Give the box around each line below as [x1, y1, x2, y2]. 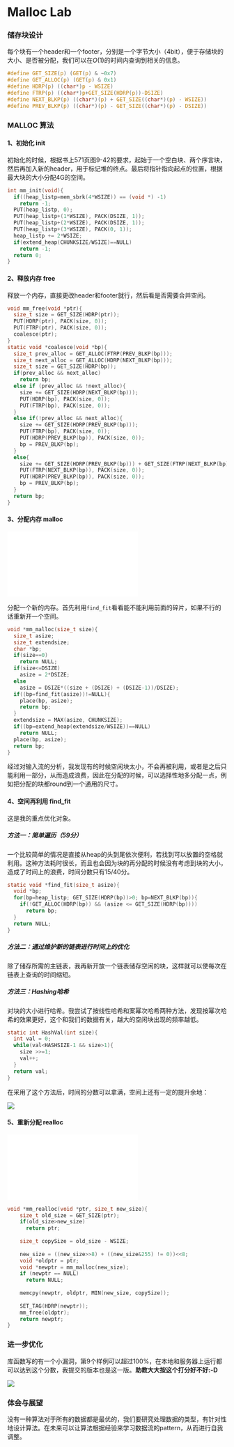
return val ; [13, 1067, 49, 1075]
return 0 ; [13, 252, 42, 258]
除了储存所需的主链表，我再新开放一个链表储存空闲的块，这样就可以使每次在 [7, 961, 227, 970]
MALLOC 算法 [7, 120, 54, 130]
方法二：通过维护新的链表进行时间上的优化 [7, 943, 130, 951]
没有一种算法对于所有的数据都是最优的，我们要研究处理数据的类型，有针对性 [7, 1415, 227, 1423]
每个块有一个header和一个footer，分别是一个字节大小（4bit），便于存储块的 [7, 47, 224, 56]
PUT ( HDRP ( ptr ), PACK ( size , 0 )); [13, 318, 108, 325]
